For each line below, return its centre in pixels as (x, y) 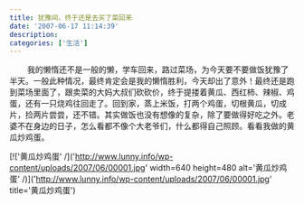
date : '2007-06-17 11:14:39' (64, 26)
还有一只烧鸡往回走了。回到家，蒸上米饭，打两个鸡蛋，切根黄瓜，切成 (156, 104)
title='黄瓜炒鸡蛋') (43, 190)
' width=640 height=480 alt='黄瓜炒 (212, 168)
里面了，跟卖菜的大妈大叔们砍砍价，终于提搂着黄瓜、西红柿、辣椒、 (160, 92)
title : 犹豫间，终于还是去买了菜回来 (71, 18)
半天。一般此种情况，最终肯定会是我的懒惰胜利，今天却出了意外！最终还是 (148, 81)
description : (34, 34)
